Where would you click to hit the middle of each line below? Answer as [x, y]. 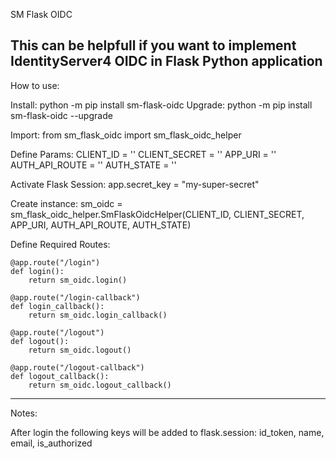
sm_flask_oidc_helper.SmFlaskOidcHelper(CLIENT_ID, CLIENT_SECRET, [157, 214]
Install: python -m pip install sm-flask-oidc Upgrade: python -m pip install [161, 105]
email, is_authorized [51, 443]
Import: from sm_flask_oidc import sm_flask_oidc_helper [126, 135]
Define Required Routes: [60, 244]
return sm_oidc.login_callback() [98, 315]
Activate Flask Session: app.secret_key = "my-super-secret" [135, 184]
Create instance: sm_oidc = [66, 203]
